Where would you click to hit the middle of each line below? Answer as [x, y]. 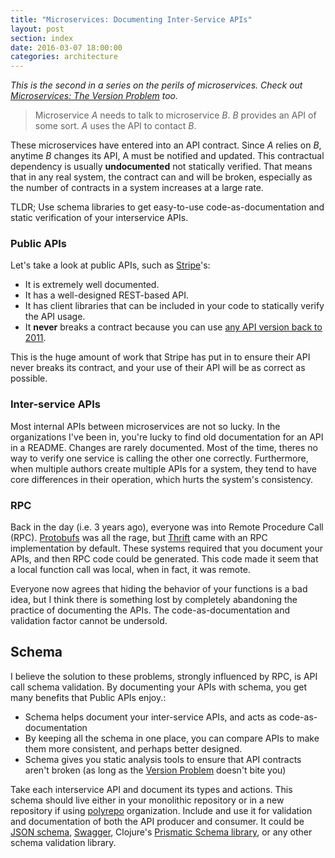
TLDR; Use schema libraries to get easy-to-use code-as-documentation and [167, 207]
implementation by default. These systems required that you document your [167, 548]
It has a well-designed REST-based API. [106, 295]
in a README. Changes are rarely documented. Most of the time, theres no [164, 447]
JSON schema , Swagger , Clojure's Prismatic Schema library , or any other [161, 832]
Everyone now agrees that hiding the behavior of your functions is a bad [159, 589]
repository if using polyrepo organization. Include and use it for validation [161, 810]
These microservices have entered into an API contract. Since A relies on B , [166, 145]
